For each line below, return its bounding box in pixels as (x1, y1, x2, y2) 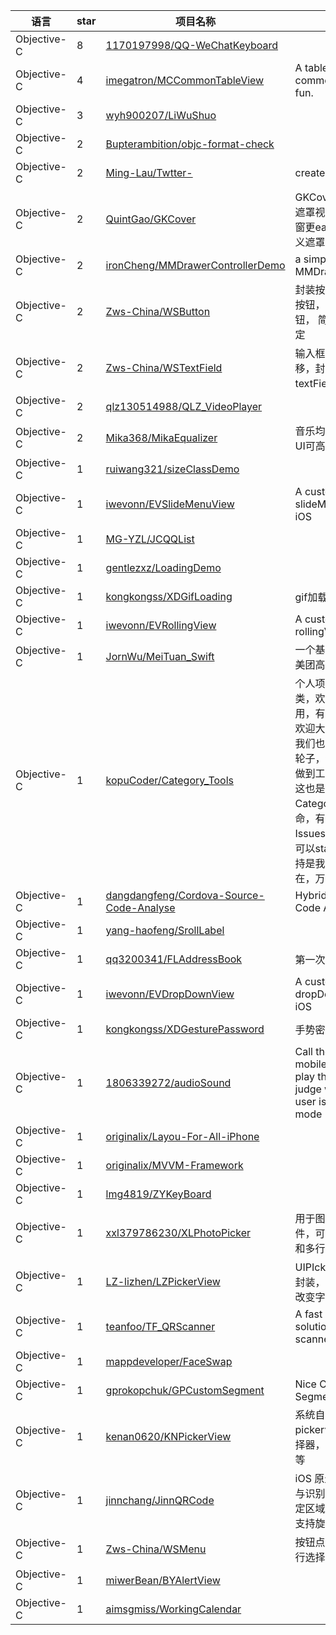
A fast (294, 1307, 323, 1321)
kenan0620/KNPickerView (105, 1430, 232, 1443)
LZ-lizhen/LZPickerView (105, 1275, 221, 1288)
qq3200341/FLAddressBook (105, 952, 243, 966)
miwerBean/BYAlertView (105, 1574, 221, 1587)
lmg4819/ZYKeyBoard (105, 1187, 212, 1201)
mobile (294, 1057, 328, 1071)
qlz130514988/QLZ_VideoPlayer (105, 400, 263, 413)
